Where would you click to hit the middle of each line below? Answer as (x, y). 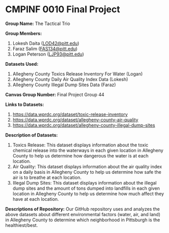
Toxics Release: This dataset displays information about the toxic (80, 145)
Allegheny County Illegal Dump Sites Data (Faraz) (64, 85)
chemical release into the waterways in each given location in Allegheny (88, 150)
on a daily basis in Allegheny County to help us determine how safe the (87, 172)
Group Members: (24, 33)
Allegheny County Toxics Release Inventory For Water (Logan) (78, 74)
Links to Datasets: (25, 104)
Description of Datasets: (32, 135)
